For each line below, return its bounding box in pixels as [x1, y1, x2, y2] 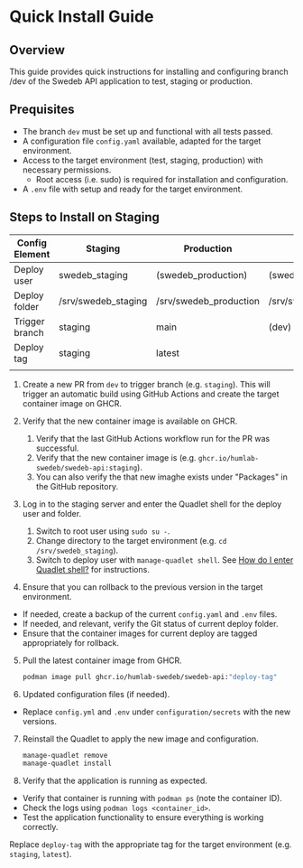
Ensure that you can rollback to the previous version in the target [22, 581, 263, 593]
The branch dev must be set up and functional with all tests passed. [22, 126, 273, 136]
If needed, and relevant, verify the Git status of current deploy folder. [22, 618, 279, 629]
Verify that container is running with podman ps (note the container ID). [22, 793, 282, 804]
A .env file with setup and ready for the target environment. [22, 183, 243, 194]
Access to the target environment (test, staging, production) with [22, 154, 263, 165]
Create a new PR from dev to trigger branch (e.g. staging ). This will [22, 378, 271, 389]
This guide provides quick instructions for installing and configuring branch [9, 66, 289, 77]
